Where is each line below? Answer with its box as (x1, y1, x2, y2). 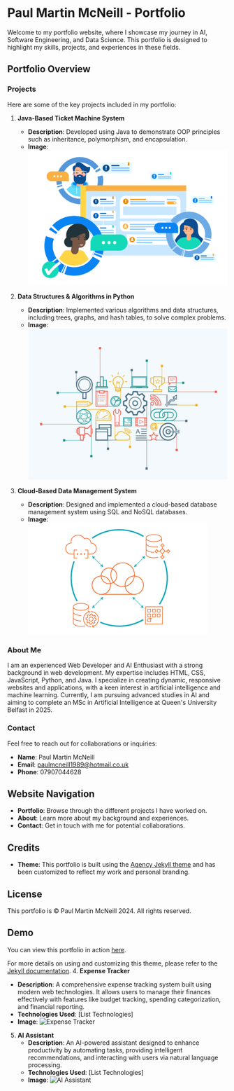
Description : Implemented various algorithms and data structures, (27, 306, 219, 314)
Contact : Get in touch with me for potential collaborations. (17, 821, 185, 830)
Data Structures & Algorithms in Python (17, 292, 135, 301)
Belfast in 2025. (7, 706, 52, 714)
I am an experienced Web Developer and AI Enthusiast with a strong (7, 661, 203, 670)
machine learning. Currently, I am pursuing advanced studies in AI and (7, 691, 210, 699)
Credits (7, 842, 41, 853)
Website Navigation (7, 788, 95, 800)
